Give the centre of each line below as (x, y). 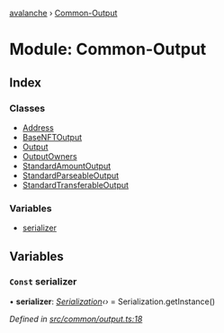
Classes (27, 108)
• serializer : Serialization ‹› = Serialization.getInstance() (112, 301)
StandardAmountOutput (67, 166)
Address (38, 127)
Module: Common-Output (108, 49)
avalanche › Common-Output (63, 13)
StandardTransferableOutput (75, 184)
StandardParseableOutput (71, 175)
